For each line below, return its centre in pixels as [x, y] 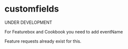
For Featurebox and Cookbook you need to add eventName [64, 32]
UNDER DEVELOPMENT [28, 22]
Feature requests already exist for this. [43, 41]
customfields [32, 9]
